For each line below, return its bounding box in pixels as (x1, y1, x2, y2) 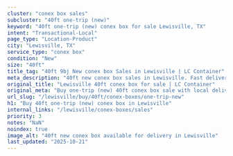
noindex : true (7, 126, 49, 133)
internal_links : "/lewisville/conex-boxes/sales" (7, 106, 154, 113)
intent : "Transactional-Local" (7, 29, 98, 37)
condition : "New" (7, 55, 58, 62)
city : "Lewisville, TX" (7, 42, 76, 49)
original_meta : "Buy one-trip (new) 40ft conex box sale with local (7, 87, 209, 94)
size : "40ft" (7, 61, 45, 68)
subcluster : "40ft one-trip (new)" (7, 17, 110, 23)
